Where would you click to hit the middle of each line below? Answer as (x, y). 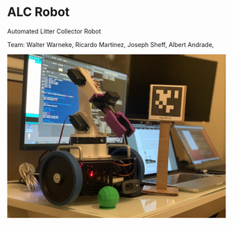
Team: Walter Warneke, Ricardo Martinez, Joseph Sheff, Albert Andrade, (111, 44)
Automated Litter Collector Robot (54, 31)
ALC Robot (38, 12)
